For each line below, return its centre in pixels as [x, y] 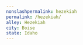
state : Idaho [22, 33]
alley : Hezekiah [26, 22]
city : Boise [20, 28]
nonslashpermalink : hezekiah [41, 11]
